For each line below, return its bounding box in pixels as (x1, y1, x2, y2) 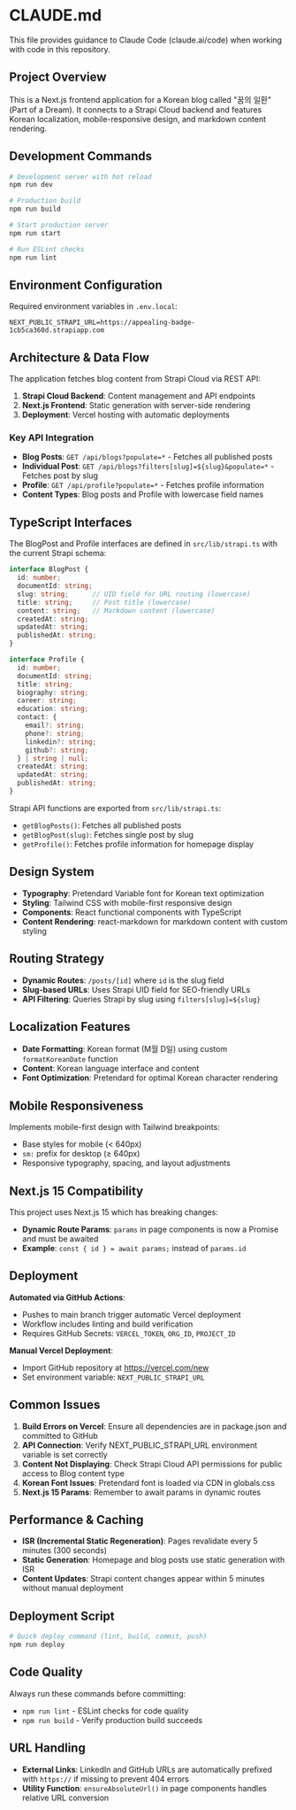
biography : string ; (17, 688, 89, 697)
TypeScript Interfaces (9, 514, 133, 530)
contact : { (17, 713, 57, 722)
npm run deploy (9, 1640, 65, 1650)
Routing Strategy (9, 951, 104, 966)
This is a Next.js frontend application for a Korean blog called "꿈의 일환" (9, 94, 272, 104)
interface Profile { (9, 655, 86, 664)
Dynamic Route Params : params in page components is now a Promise (21, 1224, 279, 1234)
